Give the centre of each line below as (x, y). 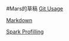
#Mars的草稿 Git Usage (35, 8)
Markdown (19, 20)
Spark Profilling (25, 32)
